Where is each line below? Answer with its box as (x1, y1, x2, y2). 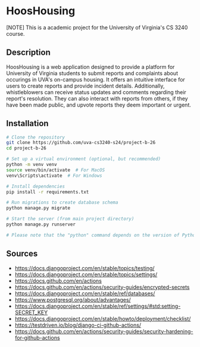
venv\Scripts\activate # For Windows (6, 173, 102, 179)
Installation (6, 118, 49, 129)
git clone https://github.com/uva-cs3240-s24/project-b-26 (6, 140, 156, 146)
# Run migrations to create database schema (6, 199, 118, 206)
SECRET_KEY (14, 308, 48, 316)
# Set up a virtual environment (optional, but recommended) (6, 156, 161, 162)
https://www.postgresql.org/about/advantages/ (14, 296, 131, 303)
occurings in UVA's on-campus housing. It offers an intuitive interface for (6, 76, 186, 83)
